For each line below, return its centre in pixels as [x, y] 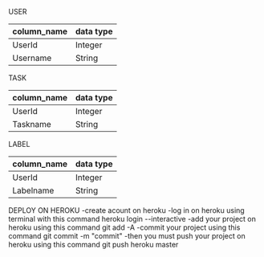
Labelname [33, 190]
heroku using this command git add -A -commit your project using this [124, 227]
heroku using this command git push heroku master [93, 245]
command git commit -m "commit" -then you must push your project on [127, 236]
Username [32, 58]
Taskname [32, 124]
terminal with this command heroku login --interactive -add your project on [132, 219]
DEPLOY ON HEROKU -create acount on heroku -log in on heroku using [126, 210]
